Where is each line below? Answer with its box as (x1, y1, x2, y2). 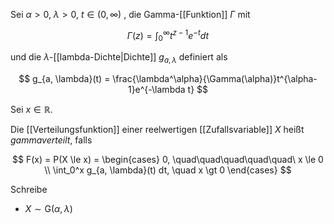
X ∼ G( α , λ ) (24, 203, 73, 215)
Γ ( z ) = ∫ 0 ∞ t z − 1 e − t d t (126, 28, 210, 44)
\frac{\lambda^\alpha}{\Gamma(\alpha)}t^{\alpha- (112, 73, 318, 85)
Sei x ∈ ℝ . (10, 104, 53, 116)
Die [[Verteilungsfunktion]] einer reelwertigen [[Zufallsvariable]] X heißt (10, 124, 305, 136)
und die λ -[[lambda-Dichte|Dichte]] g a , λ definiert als (10, 51, 228, 66)
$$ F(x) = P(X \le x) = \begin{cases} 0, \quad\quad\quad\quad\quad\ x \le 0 (12, 154, 324, 166)
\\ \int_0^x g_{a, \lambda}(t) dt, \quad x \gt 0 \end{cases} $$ (44, 164, 292, 176)
